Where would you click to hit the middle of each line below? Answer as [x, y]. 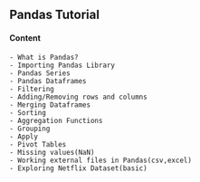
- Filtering [32, 89]
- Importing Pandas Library [62, 65]
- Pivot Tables [38, 144]
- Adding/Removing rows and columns [78, 97]
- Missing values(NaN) [52, 152]
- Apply [24, 136]
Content [25, 38]
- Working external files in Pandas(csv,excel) [101, 160]
